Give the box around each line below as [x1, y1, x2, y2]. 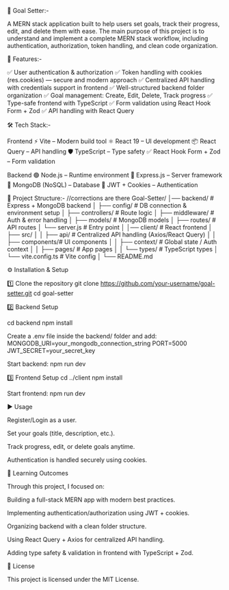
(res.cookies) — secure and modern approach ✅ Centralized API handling [7, 76, 215, 84]
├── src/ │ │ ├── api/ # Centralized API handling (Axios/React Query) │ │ [7, 230, 217, 238]
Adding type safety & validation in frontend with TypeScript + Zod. [7, 549, 193, 556]
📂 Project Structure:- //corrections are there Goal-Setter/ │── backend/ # [7, 194, 214, 202]
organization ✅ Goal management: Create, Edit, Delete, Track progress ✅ [7, 91, 213, 99]
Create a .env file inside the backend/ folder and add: [7, 332, 157, 340]
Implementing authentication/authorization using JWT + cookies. [7, 509, 190, 517]
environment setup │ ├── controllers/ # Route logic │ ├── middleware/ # [7, 209, 215, 217]
